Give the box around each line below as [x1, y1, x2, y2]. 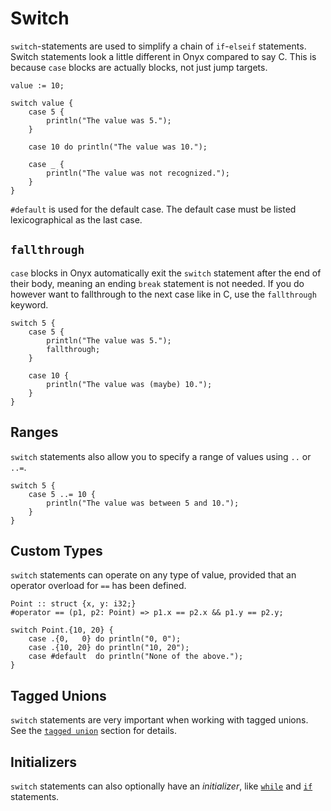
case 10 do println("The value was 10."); [28, 142, 208, 152]
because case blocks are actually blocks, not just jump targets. [10, 61, 268, 73]
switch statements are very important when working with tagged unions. [10, 714, 309, 726]
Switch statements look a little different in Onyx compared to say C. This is [10, 50, 317, 62]
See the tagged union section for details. [10, 725, 177, 737]
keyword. [10, 298, 49, 311]
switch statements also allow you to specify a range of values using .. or [10, 450, 312, 462]
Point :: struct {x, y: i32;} [10, 599, 137, 609]
